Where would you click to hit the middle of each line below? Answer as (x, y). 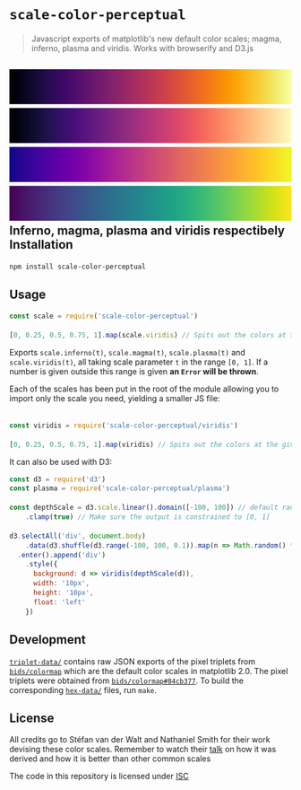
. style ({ (42, 565)
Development (48, 640)
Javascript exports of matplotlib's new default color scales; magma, (156, 39)
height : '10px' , (63, 593)
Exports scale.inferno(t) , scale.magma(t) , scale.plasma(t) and (128, 353)
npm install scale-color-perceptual (77, 267)
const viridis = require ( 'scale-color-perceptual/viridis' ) (124, 426)
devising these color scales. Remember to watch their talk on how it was (143, 750)
